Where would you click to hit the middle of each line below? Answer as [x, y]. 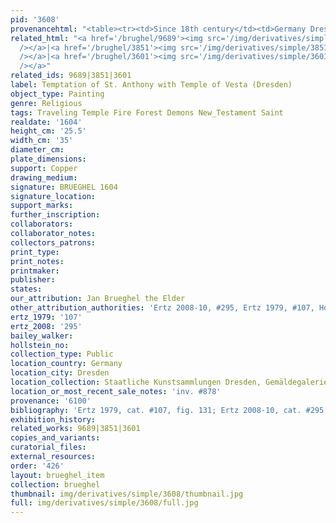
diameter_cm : [37, 150]
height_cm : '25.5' [48, 131]
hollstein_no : [40, 345]
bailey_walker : [42, 336]
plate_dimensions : [48, 159]
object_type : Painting [57, 94]
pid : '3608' [35, 19]
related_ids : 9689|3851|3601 [71, 76]
